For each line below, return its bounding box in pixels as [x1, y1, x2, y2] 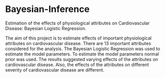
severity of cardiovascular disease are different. [5, 66, 105, 73]
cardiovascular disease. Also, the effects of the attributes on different [5, 61, 149, 67]
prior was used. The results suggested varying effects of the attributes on [5, 56, 158, 62]
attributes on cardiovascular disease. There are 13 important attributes [5, 40, 151, 46]
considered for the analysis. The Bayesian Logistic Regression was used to [5, 45, 160, 51]
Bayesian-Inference [5, 3, 90, 15]
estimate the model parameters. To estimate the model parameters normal [5, 51, 159, 57]
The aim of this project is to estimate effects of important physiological [5, 35, 152, 41]
